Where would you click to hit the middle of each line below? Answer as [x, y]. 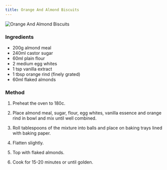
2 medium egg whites [35, 63]
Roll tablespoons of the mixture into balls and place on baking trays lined [87, 128]
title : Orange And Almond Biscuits [42, 10]
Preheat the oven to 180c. [39, 103]
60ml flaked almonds [34, 79]
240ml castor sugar [33, 53]
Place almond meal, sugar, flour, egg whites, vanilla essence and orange [87, 113]
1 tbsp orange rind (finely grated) [46, 74]
